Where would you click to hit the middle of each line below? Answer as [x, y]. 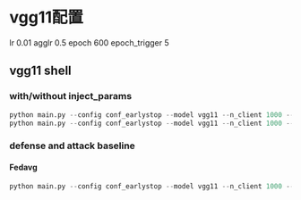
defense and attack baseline [73, 146]
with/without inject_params [71, 96]
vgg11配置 [46, 17]
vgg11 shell [40, 71]
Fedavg [23, 167]
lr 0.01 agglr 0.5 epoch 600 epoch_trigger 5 [90, 42]
